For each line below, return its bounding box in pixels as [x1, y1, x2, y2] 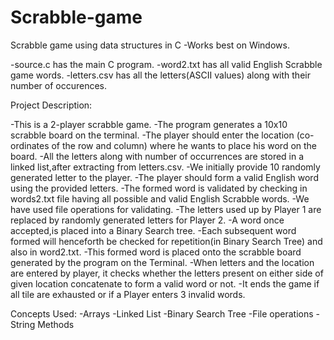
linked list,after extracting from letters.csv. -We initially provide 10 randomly [10, 161, 321, 173]
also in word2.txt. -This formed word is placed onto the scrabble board [10, 246, 302, 258]
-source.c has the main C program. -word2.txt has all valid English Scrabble [10, 58, 323, 70]
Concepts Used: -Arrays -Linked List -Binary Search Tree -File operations [10, 307, 314, 320]
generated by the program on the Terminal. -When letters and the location [10, 256, 315, 268]
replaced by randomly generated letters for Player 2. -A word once [10, 214, 285, 226]
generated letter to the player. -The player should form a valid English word [10, 171, 319, 183]
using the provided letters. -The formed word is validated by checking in [10, 182, 308, 194]
